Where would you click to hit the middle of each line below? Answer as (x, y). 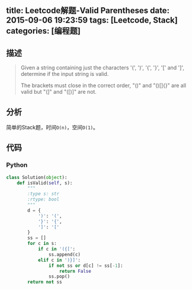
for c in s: (42, 244)
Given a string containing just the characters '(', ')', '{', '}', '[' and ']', (103, 68)
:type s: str (44, 194)
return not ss (45, 282)
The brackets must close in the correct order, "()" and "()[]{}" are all (103, 85)
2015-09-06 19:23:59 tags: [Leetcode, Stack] (92, 20)
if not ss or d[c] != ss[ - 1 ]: (86, 266)
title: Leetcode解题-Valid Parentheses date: (88, 11)
